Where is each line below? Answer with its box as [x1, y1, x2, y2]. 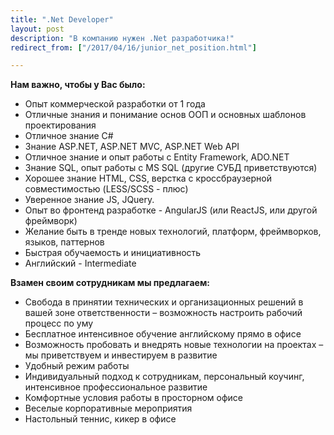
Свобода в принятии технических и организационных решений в [24, 296, 304, 308]
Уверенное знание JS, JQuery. [24, 194, 155, 206]
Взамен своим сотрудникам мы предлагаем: [10, 277, 210, 289]
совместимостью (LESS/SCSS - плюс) [24, 183, 189, 195]
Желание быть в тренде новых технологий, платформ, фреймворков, [24, 226, 322, 238]
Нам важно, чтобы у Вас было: [10, 79, 146, 91]
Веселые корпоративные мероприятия [24, 402, 193, 415]
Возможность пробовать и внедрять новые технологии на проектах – [24, 339, 324, 351]
